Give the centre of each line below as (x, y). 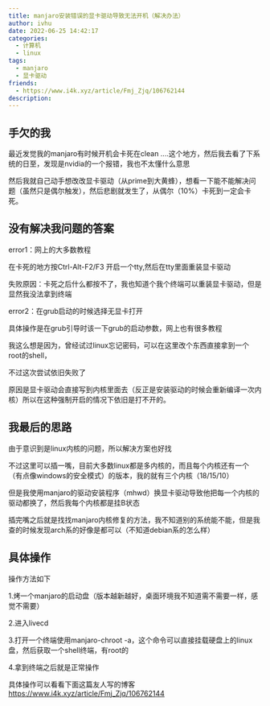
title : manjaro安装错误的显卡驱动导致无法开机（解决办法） (96, 16)
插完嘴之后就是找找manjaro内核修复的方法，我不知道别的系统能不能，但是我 (135, 519)
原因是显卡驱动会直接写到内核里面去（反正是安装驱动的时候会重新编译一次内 (135, 389)
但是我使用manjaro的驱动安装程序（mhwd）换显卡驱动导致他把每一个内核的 (134, 493)
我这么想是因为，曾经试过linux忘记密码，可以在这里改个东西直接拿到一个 (129, 345)
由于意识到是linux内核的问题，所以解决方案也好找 (90, 448)
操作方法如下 (29, 578)
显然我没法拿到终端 (40, 294)
